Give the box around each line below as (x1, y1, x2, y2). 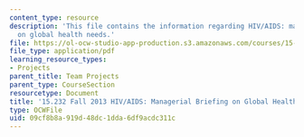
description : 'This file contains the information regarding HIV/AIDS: (9, 22, 285, 31)
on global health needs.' (17, 30, 116, 39)
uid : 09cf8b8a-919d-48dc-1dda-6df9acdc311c (9, 114, 176, 123)
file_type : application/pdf (9, 47, 116, 56)
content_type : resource (9, 13, 100, 23)
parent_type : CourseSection (9, 80, 116, 89)
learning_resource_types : (9, 55, 107, 64)
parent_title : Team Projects (9, 72, 119, 81)
